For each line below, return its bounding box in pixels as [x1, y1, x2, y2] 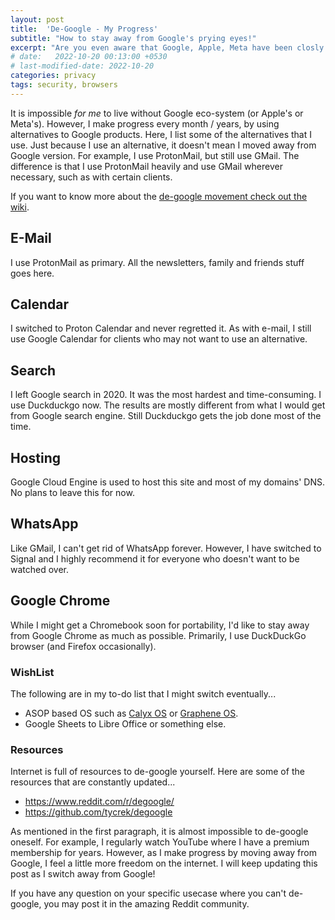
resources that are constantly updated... [10, 776, 176, 788]
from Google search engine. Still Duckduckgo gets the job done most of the [10, 410, 322, 422]
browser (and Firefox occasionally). [10, 640, 157, 652]
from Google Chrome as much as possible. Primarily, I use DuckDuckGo [10, 629, 307, 641]
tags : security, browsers [10, 80, 118, 90]
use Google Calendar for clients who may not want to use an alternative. [10, 333, 308, 345]
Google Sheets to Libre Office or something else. [24, 717, 227, 730]
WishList [10, 665, 55, 679]
